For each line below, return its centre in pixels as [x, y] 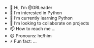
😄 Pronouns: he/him [31, 36]
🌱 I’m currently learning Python [41, 18]
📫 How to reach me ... [32, 29]
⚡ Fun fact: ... [23, 41]
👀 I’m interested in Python [36, 13]
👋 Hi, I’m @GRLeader [31, 8]
